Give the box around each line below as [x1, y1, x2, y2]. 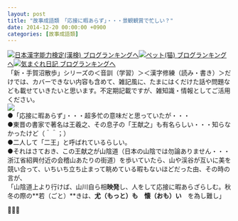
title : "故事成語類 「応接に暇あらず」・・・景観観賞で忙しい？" [7, 17, 174, 24]
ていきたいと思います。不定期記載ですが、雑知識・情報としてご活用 [31, 86, 231, 95]
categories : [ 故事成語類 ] [7, 30, 79, 38]
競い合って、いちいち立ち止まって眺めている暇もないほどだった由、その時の [7, 165, 231, 173]
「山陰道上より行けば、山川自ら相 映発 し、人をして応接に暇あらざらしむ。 [7, 183, 225, 191]
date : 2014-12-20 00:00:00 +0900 [7, 24, 107, 31]
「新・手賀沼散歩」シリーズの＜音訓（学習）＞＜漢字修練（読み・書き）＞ [7, 68, 225, 77]
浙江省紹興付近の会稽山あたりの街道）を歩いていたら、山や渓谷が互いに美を [7, 156, 232, 165]
